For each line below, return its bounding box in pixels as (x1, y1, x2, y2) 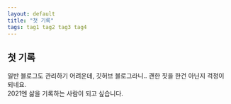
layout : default (7, 10, 55, 18)
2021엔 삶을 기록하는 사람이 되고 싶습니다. (7, 89, 124, 98)
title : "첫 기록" (7, 17, 55, 24)
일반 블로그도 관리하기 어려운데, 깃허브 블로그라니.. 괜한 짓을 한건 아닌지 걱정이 (7, 71, 225, 80)
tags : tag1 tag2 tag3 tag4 (7, 23, 87, 30)
